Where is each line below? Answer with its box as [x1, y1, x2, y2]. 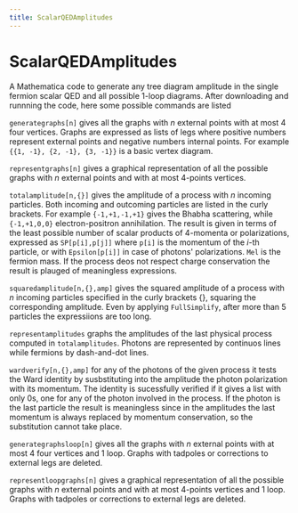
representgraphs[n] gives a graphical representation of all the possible [9, 162, 269, 174]
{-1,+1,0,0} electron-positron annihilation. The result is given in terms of [9, 217, 278, 228]
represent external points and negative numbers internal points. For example [9, 135, 290, 147]
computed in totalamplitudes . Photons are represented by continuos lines [9, 338, 282, 348]
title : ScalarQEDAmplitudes [9, 12, 114, 22]
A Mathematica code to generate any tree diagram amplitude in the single [9, 81, 278, 92]
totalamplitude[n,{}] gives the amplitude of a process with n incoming [9, 189, 271, 200]
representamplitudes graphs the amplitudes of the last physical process [9, 328, 273, 338]
